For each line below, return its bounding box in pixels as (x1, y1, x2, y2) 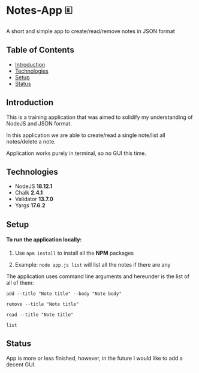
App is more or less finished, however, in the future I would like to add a (6, 354, 183, 362)
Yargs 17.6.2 (14, 202, 46, 209)
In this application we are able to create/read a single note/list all (6, 132, 166, 139)
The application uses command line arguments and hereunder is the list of (6, 273, 190, 280)
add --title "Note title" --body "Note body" (6, 291, 122, 297)
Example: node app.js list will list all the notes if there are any (14, 261, 171, 268)
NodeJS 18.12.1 (14, 183, 53, 190)
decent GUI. (6, 360, 36, 368)
